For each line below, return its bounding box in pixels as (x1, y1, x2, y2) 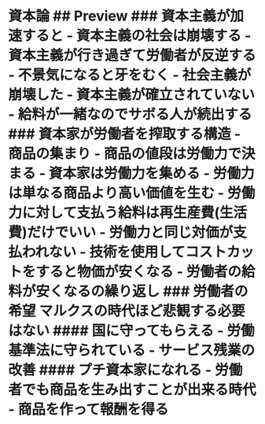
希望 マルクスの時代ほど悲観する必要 (8, 302, 245, 320)
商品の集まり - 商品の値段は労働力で (8, 145, 242, 163)
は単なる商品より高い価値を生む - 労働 (8, 184, 256, 202)
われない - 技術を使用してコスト (22, 243, 227, 261)
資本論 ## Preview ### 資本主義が (8, 7, 230, 25)
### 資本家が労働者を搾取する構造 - (8, 125, 241, 143)
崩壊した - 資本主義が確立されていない (8, 86, 256, 104)
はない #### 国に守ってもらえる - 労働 (8, 322, 255, 340)
